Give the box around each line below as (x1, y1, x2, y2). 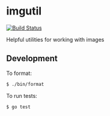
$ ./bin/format (6, 81, 44, 87)
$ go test (6, 104, 31, 110)
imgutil (6, 4, 42, 18)
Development (6, 53, 58, 64)
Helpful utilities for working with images (6, 36, 105, 43)
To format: (6, 69, 32, 77)
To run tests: (6, 92, 37, 99)
